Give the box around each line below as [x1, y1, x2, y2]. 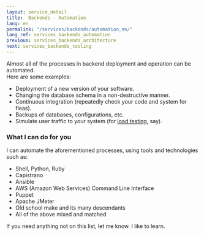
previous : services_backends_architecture [6, 37, 116, 44]
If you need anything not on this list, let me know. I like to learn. [6, 223, 165, 230]
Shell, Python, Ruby [15, 165, 65, 172]
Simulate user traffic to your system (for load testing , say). [15, 117, 162, 124]
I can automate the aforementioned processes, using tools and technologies [6, 147, 198, 154]
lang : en [6, 20, 29, 26]
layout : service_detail [6, 9, 67, 15]
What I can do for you [6, 132, 72, 141]
